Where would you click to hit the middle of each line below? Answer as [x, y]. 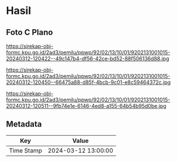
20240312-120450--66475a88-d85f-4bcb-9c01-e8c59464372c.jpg [88, 82]
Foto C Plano [29, 32]
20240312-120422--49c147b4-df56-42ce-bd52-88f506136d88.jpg [88, 59]
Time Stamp [26, 150]
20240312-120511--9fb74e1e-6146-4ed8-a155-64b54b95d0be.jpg [86, 106]
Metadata [24, 124]
